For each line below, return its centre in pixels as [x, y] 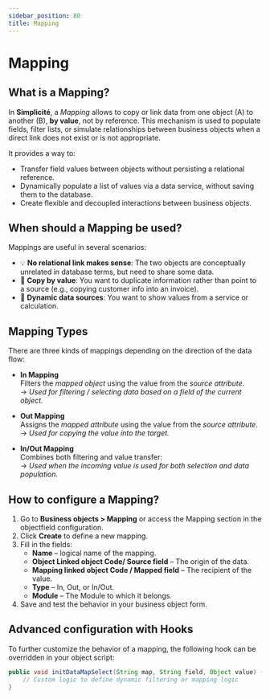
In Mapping [39, 375]
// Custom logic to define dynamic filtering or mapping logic [131, 680]
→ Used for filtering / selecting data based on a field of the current [131, 392]
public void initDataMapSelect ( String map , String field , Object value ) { [136, 672]
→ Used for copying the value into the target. [95, 433]
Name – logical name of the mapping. [94, 553]
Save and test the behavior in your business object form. [113, 604]
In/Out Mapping [47, 449]
